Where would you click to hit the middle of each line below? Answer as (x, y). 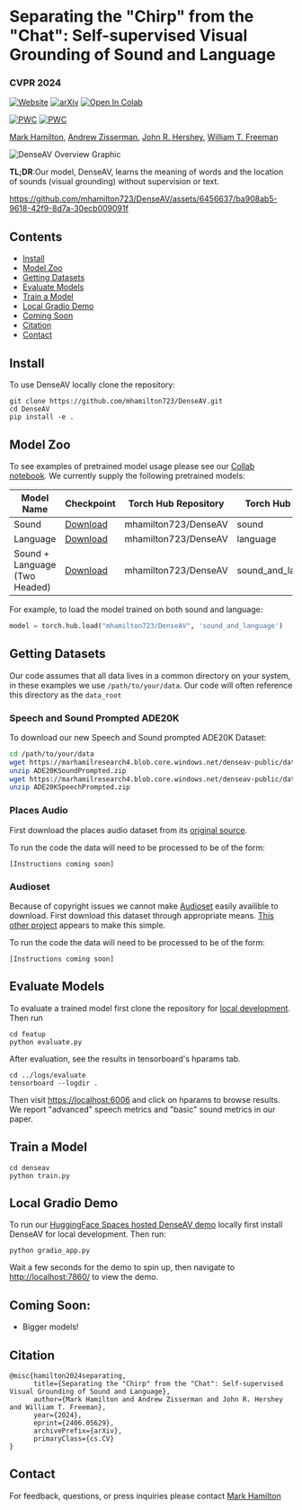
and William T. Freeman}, (58, 1407)
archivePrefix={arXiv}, (78, 1431)
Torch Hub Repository (176, 503)
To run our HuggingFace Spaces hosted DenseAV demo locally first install (146, 1225)
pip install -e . (42, 417)
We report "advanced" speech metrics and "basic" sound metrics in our (142, 1109)
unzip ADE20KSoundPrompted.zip (68, 770)
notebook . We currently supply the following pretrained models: (127, 475)
